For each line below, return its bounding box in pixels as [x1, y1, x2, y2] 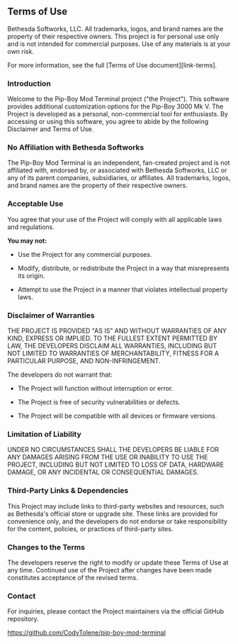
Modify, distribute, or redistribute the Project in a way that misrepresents [17, 264, 229, 272]
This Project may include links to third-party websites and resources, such [7, 501, 225, 510]
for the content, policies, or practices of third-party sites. [7, 524, 174, 533]
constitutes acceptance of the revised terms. [7, 573, 138, 582]
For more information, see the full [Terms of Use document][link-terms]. [7, 60, 217, 70]
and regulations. [7, 223, 55, 231]
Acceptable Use [7, 199, 64, 209]
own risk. [7, 47, 34, 55]
